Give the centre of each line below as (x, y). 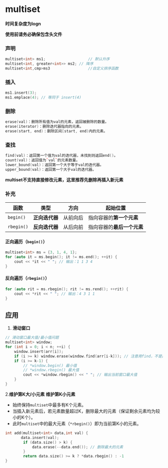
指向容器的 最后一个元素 (116, 227)
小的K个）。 (24, 417)
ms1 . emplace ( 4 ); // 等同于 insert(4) (43, 98)
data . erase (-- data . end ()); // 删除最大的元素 (77, 447)
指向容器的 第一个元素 (113, 217)
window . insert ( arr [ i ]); (39, 351)
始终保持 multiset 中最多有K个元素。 (49, 405)
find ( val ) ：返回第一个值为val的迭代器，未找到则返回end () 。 (61, 156)
